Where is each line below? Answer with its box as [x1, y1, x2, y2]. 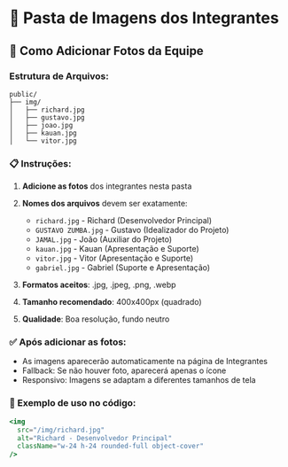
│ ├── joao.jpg [9, 121, 74, 129]
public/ [9, 90, 38, 98]
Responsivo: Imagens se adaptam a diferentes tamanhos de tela [21, 375, 256, 385]
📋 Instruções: [9, 157, 72, 169]
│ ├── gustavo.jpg [9, 113, 86, 122]
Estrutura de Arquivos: [9, 70, 109, 82]
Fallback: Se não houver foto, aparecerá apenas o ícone [21, 365, 227, 376]
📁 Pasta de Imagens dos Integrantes [9, 8, 279, 28]
